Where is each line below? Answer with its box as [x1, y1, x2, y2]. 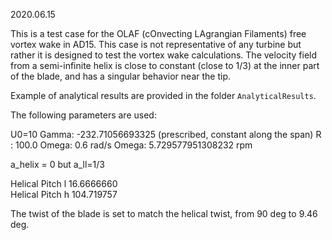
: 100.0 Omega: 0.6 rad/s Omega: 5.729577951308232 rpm [10, 139, 253, 151]
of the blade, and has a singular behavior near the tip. [10, 70, 231, 82]
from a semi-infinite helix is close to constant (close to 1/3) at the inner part [10, 60, 320, 71]
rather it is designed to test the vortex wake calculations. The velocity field [10, 49, 318, 61]
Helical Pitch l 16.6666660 [10, 178, 118, 189]
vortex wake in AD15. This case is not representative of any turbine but [10, 39, 302, 50]
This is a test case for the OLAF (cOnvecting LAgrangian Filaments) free [10, 28, 307, 39]
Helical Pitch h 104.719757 [10, 189, 118, 200]
